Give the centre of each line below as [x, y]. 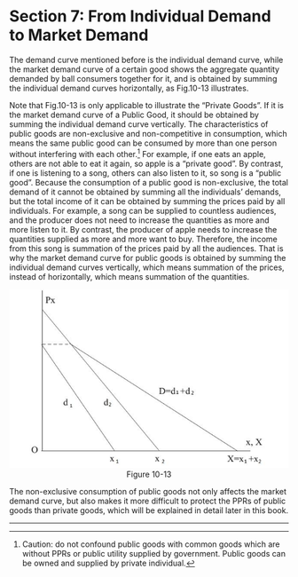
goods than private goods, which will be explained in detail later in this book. [149, 510]
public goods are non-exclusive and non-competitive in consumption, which [148, 133]
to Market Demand [79, 35]
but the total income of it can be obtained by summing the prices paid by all [147, 201]
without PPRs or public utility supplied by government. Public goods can [154, 554]
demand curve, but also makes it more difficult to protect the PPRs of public [148, 501]
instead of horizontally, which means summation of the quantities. [129, 276]
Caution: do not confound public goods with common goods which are [151, 544]
